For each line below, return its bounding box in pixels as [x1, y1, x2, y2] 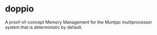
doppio [5, 3, 34, 14]
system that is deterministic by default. [5, 24, 83, 30]
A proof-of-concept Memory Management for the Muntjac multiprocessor [5, 19, 153, 25]
